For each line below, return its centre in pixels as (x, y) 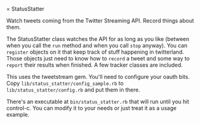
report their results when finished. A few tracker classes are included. (94, 65)
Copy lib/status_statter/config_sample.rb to (65, 83)
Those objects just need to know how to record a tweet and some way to (98, 58)
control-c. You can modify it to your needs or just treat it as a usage (91, 108)
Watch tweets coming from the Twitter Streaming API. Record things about (100, 20)
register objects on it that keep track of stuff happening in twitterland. (95, 52)
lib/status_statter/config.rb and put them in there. (73, 90)
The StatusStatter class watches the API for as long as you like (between (98, 39)
